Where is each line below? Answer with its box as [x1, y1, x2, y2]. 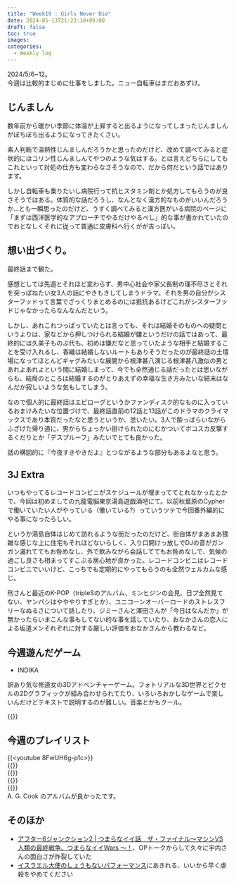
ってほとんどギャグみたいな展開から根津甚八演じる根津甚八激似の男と [25, 356, 228, 365]
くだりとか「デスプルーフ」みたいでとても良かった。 [13, 433, 166, 441]
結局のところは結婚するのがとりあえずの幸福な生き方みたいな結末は [25, 374, 223, 382]
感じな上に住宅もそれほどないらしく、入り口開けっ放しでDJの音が [19, 539, 212, 547]
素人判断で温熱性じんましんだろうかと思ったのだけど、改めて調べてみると [7, 145, 222, 154]
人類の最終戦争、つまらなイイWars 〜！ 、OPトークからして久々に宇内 [17, 843, 221, 852]
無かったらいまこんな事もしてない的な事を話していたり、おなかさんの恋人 [7, 615, 223, 624]
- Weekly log [13, 50, 52, 57]
